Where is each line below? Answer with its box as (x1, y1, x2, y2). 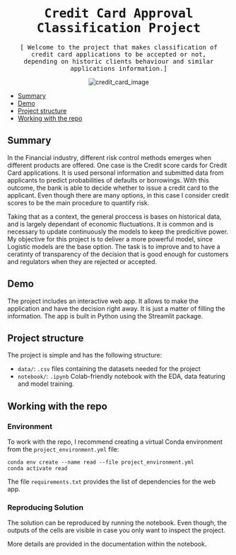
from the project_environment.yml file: (7, 445, 119, 454)
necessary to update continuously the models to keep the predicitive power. (7, 227, 228, 236)
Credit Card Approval (44, 6, 194, 21)
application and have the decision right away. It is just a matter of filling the (7, 304, 225, 313)
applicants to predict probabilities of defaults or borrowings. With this (7, 176, 210, 184)
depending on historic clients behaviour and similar (23, 57, 214, 65)
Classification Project (36, 21, 201, 36)
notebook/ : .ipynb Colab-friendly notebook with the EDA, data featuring (17, 372, 226, 381)
